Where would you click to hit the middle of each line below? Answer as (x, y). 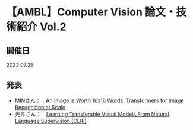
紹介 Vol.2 (42, 27)
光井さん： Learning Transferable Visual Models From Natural (92, 114)
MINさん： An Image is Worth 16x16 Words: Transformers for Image (99, 100)
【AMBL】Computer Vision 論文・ (91, 12)
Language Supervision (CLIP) (51, 121)
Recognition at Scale (40, 107)
